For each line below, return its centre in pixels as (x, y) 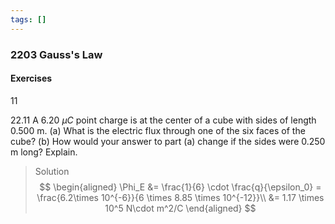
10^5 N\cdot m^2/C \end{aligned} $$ (180, 208)
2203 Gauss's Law (56, 54)
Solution (52, 171)
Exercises (31, 78)
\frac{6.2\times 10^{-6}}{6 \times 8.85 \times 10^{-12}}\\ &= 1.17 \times (180, 197)
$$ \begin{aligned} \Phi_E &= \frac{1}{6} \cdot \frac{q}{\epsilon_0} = (180, 187)
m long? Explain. (44, 152)
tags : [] (28, 19)
